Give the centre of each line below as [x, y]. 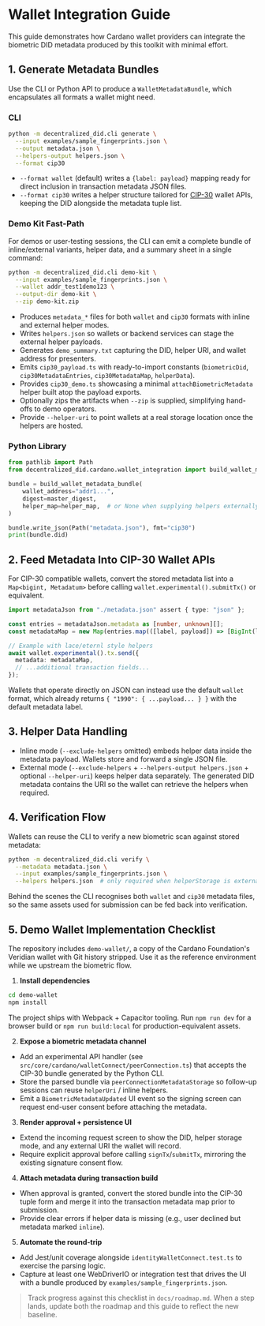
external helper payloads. [61, 342]
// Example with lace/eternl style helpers [81, 646]
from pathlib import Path [50, 463]
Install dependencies [55, 981]
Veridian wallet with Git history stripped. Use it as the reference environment [132, 957]
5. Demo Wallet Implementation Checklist [112, 929]
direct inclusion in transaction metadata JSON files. [103, 186]
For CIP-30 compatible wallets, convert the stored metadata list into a [121, 579]
